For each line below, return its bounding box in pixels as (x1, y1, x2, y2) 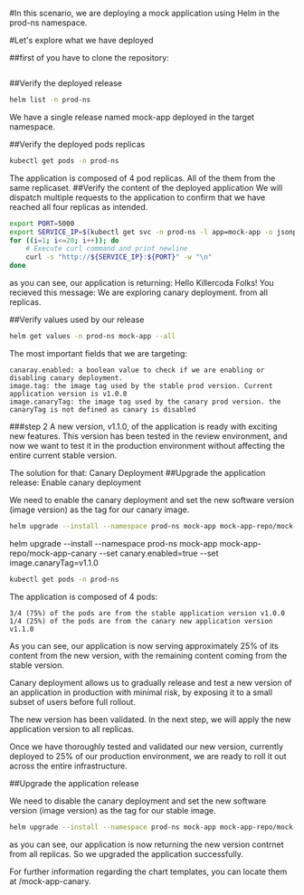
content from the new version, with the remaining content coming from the (9, 650, 288, 661)
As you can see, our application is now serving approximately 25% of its (9, 640, 279, 651)
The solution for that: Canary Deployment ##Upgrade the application (9, 467, 266, 478)
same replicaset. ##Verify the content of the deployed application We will (9, 182, 283, 193)
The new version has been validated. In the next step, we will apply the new (9, 714, 291, 725)
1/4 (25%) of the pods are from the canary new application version (9, 616, 273, 625)
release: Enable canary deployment (9, 477, 142, 488)
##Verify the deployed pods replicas (9, 138, 146, 149)
